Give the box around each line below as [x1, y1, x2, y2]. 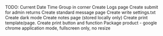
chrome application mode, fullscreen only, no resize [5, 25, 111, 31]
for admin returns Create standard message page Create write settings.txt [5, 9, 156, 15]
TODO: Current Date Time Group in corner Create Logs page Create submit [5, 4, 159, 10]
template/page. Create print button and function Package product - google [5, 20, 157, 26]
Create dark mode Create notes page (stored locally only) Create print [5, 15, 148, 20]
